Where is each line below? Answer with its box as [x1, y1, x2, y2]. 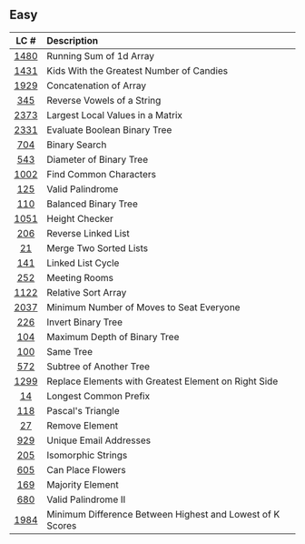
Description [46, 34, 98, 46]
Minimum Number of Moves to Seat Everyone [46, 300, 241, 313]
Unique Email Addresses [46, 434, 152, 447]
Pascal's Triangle [46, 404, 120, 417]
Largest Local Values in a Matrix [46, 108, 183, 121]
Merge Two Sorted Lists [46, 241, 149, 254]
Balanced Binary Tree [46, 197, 139, 210]
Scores [46, 519, 77, 531]
